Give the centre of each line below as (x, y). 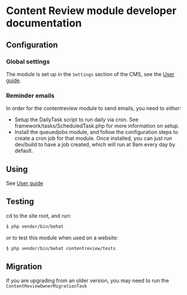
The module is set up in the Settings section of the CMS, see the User (90, 74)
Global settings (28, 61)
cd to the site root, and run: (39, 215)
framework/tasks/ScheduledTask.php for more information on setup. (97, 126)
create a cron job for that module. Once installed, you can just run (93, 138)
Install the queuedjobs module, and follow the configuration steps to (96, 132)
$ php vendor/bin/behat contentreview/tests (61, 248)
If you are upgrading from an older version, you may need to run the (88, 281)
